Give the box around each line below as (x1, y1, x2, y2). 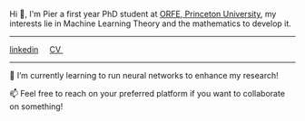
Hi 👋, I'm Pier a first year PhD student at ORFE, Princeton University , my (9, 9, 277, 19)
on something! (9, 101, 64, 112)
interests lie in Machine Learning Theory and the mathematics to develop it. (9, 18, 292, 29)
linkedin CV (9, 44, 62, 54)
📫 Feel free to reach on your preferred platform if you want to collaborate (9, 88, 286, 98)
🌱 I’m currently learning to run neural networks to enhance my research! (9, 70, 279, 80)
